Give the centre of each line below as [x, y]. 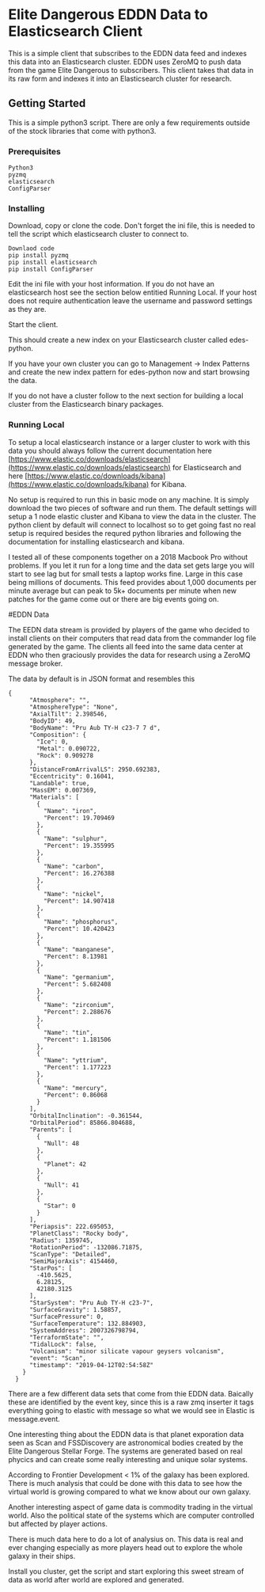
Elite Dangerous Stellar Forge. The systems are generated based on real [125, 1451]
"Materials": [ [54, 797]
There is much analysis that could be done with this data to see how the [125, 1483]
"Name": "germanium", [79, 977]
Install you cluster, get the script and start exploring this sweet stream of [126, 1571]
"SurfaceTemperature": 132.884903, [88, 1324]
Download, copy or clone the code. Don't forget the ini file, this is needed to [132, 226]
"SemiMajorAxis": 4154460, [74, 1261]
